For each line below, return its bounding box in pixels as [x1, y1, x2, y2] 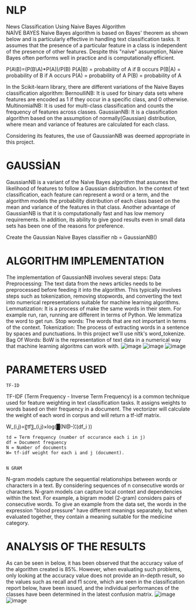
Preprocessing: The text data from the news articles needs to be [6, 280, 162, 287]
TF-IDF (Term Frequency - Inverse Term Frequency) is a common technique [6, 392, 190, 400]
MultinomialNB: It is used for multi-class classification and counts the [6, 102, 174, 109]
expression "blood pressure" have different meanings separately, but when [6, 506, 188, 514]
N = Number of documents [6, 445, 67, 451]
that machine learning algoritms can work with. [6, 342, 120, 349]
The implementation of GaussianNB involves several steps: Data [6, 274, 161, 281]
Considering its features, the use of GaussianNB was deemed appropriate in [6, 132, 190, 139]
